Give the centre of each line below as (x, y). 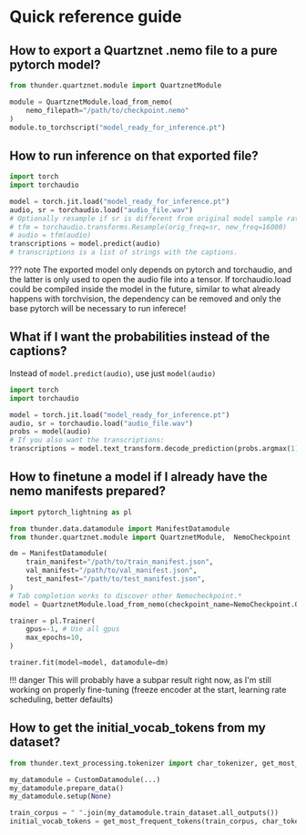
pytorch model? (55, 64)
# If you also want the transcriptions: (87, 440)
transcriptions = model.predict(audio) (85, 244)
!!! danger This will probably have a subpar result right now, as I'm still (140, 679)
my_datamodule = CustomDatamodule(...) (85, 779)
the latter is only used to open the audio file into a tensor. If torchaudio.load (150, 280)
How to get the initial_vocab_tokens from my (138, 728)
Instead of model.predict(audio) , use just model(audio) (113, 373)
